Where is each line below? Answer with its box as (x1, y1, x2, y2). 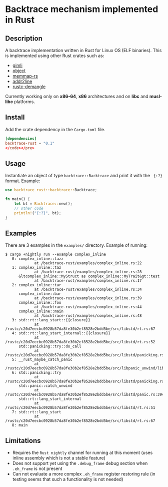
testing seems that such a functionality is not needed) (12, 476, 123, 482)
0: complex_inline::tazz (11, 256, 64, 261)
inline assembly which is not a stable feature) (12, 455, 106, 461)
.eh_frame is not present (12, 465, 62, 471)
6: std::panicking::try (11, 370, 61, 375)
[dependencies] (5, 136, 37, 141)
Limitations (5, 436, 41, 445)
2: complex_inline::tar (11, 283, 61, 288)
